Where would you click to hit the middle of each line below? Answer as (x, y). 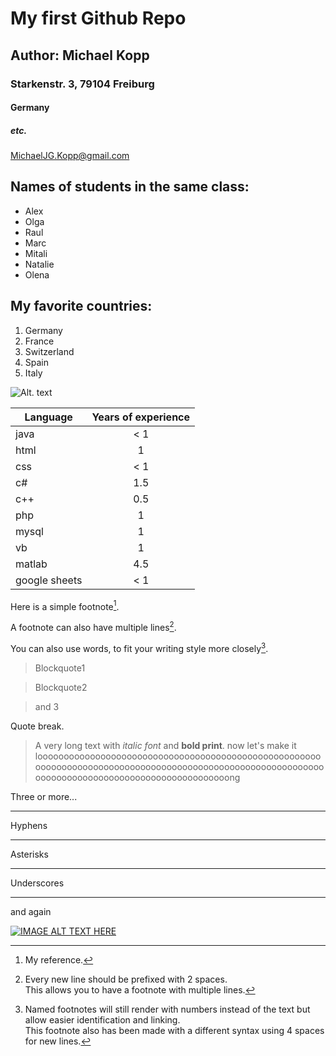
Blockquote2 (61, 687)
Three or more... (44, 796)
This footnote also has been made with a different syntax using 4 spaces (174, 1030)
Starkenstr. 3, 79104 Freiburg (82, 84)
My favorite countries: (81, 306)
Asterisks (29, 854)
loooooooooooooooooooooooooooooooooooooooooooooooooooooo (178, 756)
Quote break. (37, 726)
